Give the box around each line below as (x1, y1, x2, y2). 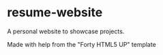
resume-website (7, 5, 103, 20)
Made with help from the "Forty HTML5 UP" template (7, 40, 157, 48)
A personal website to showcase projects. (7, 27, 125, 35)
